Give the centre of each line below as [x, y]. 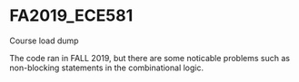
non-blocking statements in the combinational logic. [107, 68]
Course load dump [44, 41]
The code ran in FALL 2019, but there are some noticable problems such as [150, 58]
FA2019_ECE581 [71, 16]
